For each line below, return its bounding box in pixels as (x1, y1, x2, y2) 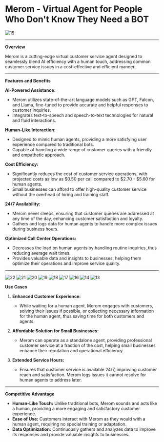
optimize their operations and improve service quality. (12, 260, 121, 266)
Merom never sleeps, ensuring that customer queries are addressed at (12, 210, 154, 216)
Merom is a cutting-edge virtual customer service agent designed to (5, 53, 143, 59)
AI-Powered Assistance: (5, 87, 56, 93)
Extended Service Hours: (12, 357, 64, 363)
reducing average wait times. (12, 250, 71, 256)
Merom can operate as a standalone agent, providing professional (19, 337, 152, 343)
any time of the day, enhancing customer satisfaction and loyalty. (12, 216, 143, 221)
